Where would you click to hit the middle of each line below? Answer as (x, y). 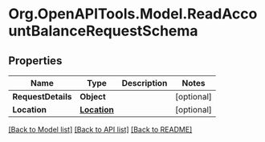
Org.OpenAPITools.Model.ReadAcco (133, 14)
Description (145, 83)
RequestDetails (42, 97)
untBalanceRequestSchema (103, 31)
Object (93, 97)
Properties (35, 61)
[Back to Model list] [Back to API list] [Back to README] (100, 130)
